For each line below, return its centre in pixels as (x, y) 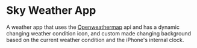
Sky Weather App (51, 10)
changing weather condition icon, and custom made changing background (99, 33)
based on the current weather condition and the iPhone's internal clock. (95, 40)
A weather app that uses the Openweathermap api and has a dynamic (93, 27)
